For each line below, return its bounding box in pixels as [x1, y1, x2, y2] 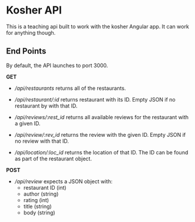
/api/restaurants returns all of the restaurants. [14, 85, 126, 92]
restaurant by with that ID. [14, 102, 78, 109]
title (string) [23, 203, 52, 210]
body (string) [23, 209, 55, 216]
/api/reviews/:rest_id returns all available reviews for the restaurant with [14, 113, 189, 120]
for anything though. [6, 29, 56, 36]
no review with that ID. [14, 137, 70, 144]
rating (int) [23, 196, 49, 203]
